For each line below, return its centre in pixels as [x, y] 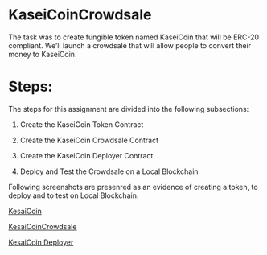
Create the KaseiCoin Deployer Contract [86, 155]
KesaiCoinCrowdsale [43, 226]
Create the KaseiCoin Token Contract [82, 124]
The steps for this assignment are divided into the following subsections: [129, 109]
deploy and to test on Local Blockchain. [74, 195]
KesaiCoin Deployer [41, 242]
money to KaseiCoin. [43, 54]
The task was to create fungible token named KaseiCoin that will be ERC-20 [134, 37]
